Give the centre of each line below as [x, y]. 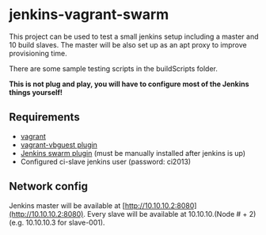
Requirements [44, 117]
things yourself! [36, 92]
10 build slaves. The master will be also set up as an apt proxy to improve [128, 44]
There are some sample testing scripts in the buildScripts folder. [114, 68]
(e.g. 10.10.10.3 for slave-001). [57, 222]
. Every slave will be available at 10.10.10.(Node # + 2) [170, 214]
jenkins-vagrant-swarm [89, 15]
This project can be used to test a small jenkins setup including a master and [134, 36]
